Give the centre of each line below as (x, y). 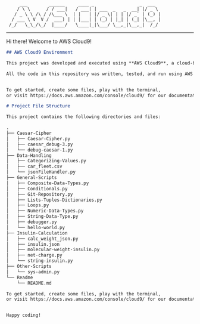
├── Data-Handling (29, 155)
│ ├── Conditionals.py (37, 189)
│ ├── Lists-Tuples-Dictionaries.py (54, 200)
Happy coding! (24, 315)
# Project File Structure (38, 106)
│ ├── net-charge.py (34, 255)
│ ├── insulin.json (33, 244)
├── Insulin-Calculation (37, 233)
